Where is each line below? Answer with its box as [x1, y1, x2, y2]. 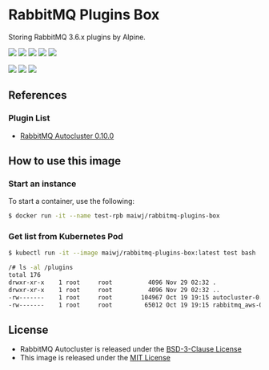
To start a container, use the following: [8, 197, 134, 206]
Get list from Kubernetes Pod [8, 231, 123, 242]
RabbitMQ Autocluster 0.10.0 [19, 131, 114, 140]
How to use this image [8, 154, 122, 168]
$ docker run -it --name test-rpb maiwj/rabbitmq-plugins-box [8, 212, 220, 220]
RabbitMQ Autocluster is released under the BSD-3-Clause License [19, 344, 242, 354]
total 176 [8, 271, 42, 279]
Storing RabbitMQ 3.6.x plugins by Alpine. [8, 32, 146, 42]
